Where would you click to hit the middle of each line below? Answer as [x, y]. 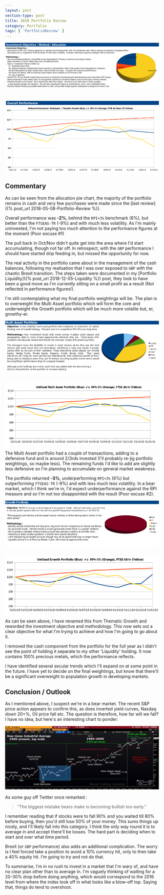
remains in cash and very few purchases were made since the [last [72, 203]
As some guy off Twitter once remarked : [46, 797]
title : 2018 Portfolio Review [36, 21]
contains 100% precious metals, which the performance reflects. [70, 657]
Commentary [26, 186]
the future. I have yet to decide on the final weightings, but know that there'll [82, 671]
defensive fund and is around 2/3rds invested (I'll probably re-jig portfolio [79, 458]
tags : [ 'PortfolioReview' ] [35, 31]
